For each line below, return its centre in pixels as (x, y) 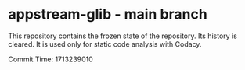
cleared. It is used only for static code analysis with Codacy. (105, 44)
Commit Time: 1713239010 (51, 59)
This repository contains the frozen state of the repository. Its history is (122, 36)
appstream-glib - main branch (108, 14)
